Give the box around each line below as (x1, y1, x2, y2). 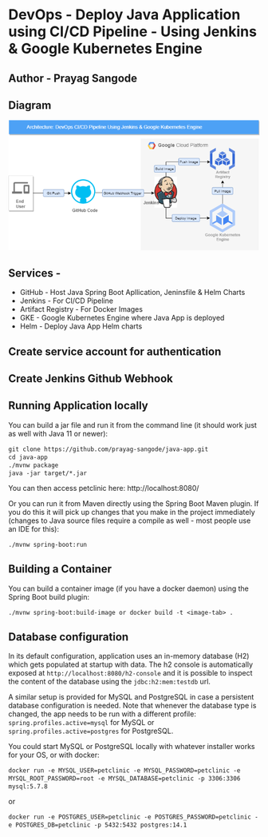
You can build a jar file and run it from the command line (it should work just (8, 420, 258, 429)
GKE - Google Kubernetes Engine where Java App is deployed (19, 313, 225, 323)
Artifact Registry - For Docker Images (19, 305, 144, 314)
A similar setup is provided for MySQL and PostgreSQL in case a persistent (8, 692, 254, 702)
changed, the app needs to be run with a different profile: (8, 709, 197, 719)
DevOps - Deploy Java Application (8, 6, 241, 24)
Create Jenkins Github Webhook (8, 372, 174, 385)
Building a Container (8, 562, 112, 576)
